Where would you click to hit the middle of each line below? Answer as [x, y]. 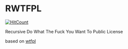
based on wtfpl [21, 41]
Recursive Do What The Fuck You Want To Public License [64, 31]
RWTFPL [23, 9]
